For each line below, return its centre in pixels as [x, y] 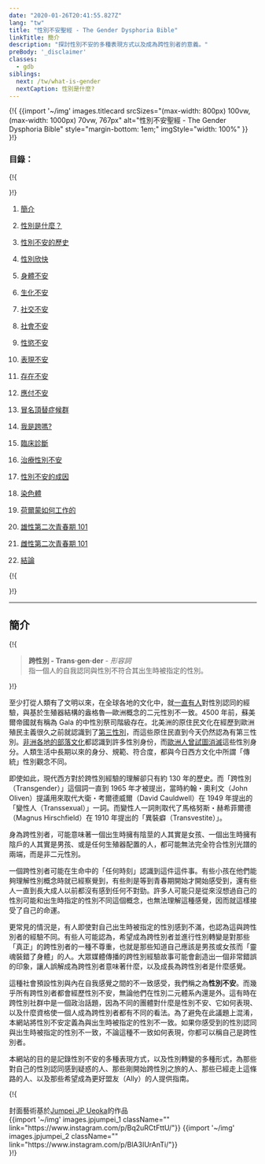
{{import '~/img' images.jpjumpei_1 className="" [89, 1120]
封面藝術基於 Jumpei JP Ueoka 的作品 [68, 1110]
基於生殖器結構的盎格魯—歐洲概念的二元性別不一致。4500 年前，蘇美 [142, 713]
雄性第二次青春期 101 [54, 526]
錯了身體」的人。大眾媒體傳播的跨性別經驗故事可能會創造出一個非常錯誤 [140, 957]
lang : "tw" [27, 23]
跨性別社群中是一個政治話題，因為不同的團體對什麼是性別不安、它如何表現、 [133, 1003]
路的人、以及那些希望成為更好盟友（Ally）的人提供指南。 [101, 1079]
